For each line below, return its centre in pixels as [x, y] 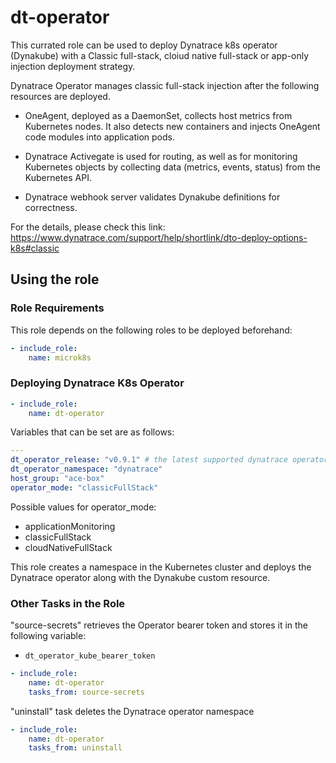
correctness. [51, 207]
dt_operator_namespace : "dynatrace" [86, 469]
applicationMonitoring [70, 526]
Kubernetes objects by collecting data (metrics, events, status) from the [172, 167]
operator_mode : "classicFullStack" [84, 487]
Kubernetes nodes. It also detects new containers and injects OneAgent [172, 126]
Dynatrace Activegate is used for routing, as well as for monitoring [161, 156]
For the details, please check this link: [88, 227]
